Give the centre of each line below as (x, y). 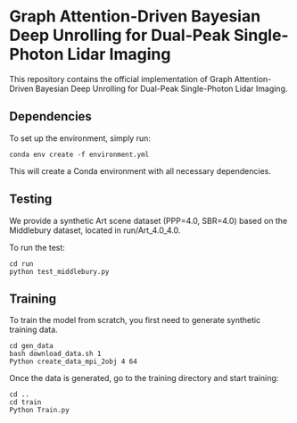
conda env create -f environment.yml (79, 154)
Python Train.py (39, 411)
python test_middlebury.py (59, 271)
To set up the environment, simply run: (80, 138)
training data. (33, 330)
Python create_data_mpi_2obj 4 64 (74, 362)
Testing (31, 199)
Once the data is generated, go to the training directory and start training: (144, 378)
